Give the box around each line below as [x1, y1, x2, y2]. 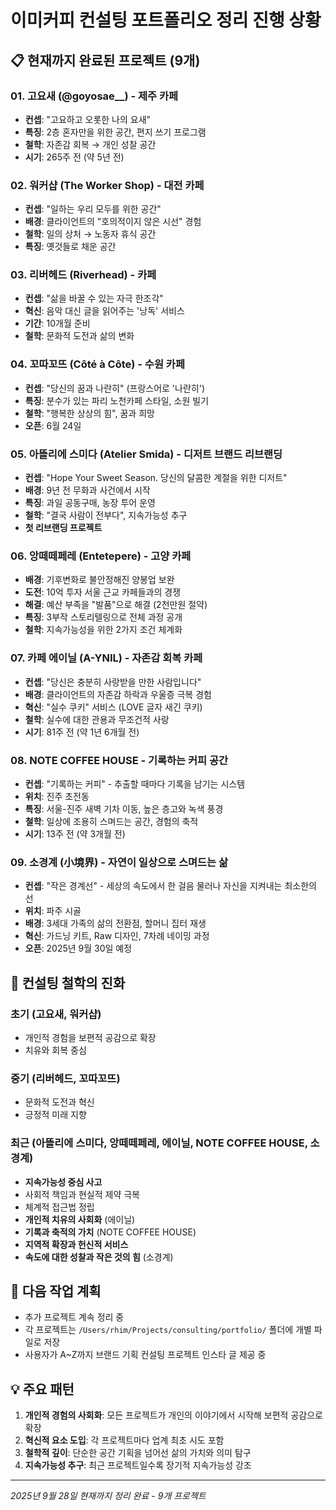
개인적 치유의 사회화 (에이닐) [24, 1213, 136, 1225]
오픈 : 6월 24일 [24, 419, 82, 431]
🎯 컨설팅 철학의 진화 [10, 974, 126, 991]
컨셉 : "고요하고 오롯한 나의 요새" [24, 113, 152, 125]
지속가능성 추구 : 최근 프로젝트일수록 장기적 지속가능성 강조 [24, 1459, 252, 1471]
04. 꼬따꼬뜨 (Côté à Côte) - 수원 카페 [10, 357, 185, 371]
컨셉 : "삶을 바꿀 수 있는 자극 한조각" [24, 292, 164, 305]
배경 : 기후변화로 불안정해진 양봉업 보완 [24, 574, 175, 586]
